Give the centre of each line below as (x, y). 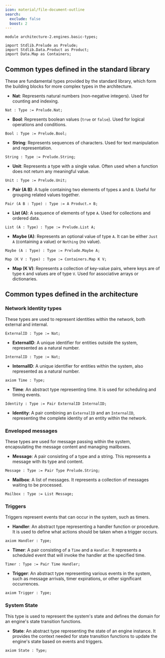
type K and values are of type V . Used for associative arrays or (75, 274)
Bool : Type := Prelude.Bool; (36, 134)
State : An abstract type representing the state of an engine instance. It (84, 631)
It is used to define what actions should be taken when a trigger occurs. (85, 532)
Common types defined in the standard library (78, 69)
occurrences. (26, 584)
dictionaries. (25, 279)
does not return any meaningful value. (51, 172)
